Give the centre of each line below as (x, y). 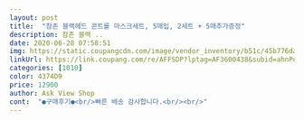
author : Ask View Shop (52, 93)
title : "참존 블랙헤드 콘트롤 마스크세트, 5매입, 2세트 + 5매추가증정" (128, 26)
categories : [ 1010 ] (46, 69)
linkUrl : (26, 60)
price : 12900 (34, 85)
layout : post (34, 18)
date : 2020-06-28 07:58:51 (60, 43)
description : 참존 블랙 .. (57, 34)
